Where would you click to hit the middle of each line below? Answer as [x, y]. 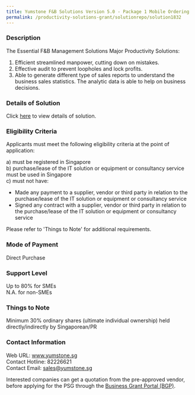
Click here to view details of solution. [51, 116]
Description [23, 38]
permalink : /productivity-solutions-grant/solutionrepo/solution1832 [94, 17]
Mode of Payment [32, 245]
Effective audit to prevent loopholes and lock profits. [79, 68]
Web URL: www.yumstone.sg [42, 355]
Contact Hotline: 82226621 [39, 361]
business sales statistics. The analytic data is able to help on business [100, 81]
